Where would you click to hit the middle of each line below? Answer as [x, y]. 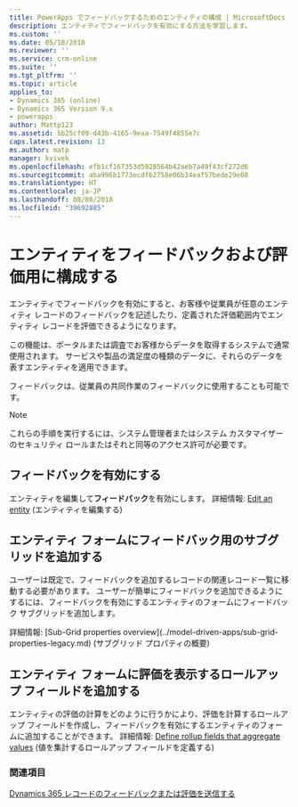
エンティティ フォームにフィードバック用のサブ [138, 540]
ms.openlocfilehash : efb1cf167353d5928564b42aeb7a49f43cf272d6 [129, 167]
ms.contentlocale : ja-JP [55, 192]
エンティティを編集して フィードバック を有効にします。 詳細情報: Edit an [141, 498]
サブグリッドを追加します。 [69, 613]
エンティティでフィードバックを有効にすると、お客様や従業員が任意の [137, 303]
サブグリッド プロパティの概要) [153, 643]
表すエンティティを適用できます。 [71, 367]
